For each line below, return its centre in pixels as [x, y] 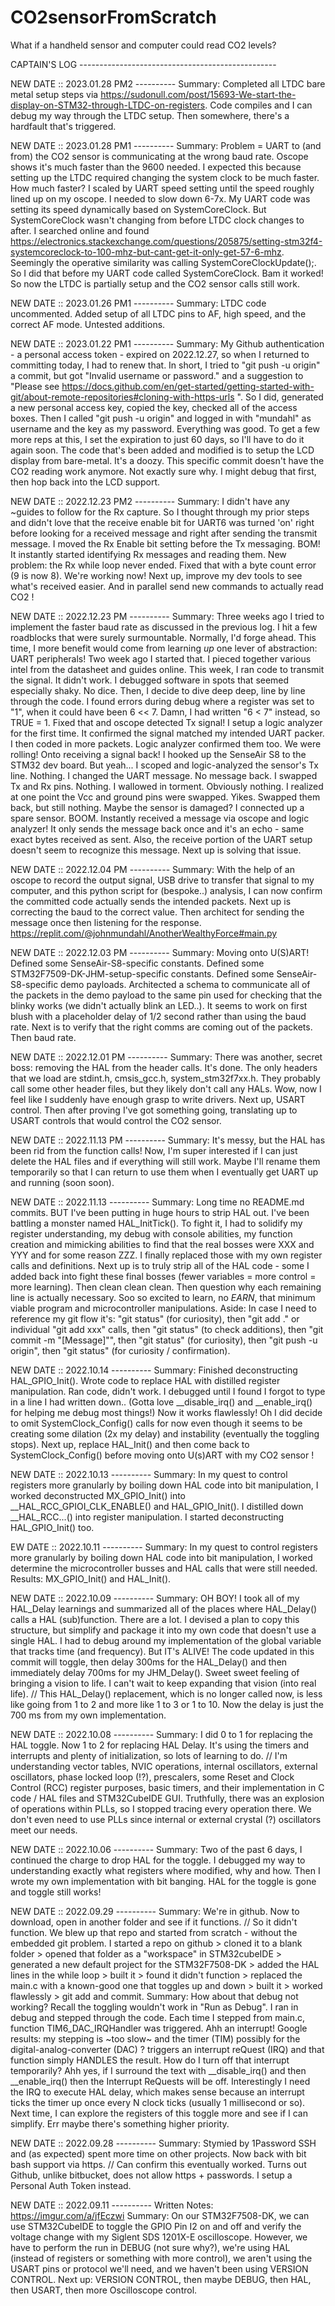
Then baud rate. [43, 1037]
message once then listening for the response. [106, 922]
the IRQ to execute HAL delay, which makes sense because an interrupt [157, 2092]
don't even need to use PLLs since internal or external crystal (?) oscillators [166, 1819]
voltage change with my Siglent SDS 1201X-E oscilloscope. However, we [159, 2237]
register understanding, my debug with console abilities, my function [151, 1233]
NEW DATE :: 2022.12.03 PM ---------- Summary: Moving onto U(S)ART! [160, 952]
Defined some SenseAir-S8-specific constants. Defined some [137, 963]
